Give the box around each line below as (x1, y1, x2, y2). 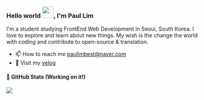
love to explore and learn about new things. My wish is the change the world (6, 32, 198, 39)
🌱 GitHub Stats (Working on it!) (6, 73, 86, 80)
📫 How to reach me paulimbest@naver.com (15, 51, 127, 58)
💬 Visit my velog (15, 59, 56, 66)
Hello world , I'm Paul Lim (6, 11, 94, 20)
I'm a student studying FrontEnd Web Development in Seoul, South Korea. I (6, 25, 194, 33)
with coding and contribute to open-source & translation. (6, 38, 149, 46)
